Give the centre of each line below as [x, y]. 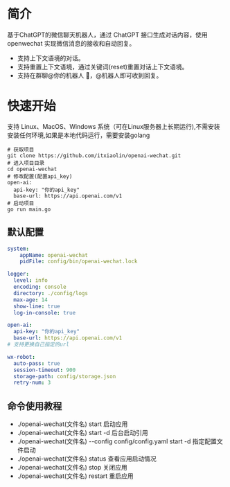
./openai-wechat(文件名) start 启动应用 [72, 424]
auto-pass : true [37, 363]
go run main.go [29, 209]
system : [18, 249]
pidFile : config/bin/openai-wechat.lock [79, 262]
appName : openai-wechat [54, 255]
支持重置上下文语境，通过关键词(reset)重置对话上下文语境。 [103, 67]
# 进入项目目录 [26, 163]
